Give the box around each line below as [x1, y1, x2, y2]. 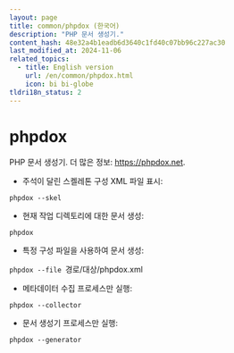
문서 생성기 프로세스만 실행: [21, 318, 119, 329]
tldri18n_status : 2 [9, 88, 82, 97]
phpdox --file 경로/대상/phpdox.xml [9, 265, 143, 275]
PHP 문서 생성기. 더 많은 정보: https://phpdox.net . [9, 157, 186, 168]
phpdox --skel [9, 194, 63, 203]
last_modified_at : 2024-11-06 [9, 46, 122, 55]
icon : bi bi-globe [25, 80, 94, 88]
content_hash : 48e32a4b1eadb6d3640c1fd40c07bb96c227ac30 [9, 38, 226, 47]
